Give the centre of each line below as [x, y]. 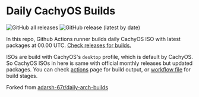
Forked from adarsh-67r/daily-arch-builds [57, 87]
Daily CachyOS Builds [61, 11]
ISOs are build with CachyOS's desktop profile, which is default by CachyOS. [99, 57]
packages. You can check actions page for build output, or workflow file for [99, 69]
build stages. [22, 76]
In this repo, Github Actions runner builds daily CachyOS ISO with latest [94, 39]
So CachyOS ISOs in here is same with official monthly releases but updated [99, 63]
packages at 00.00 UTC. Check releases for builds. [69, 45]
